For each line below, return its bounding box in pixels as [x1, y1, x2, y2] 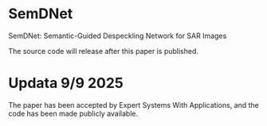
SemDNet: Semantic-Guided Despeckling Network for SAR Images [8, 31, 227, 40]
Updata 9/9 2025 [8, 74, 124, 92]
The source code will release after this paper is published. [8, 46, 199, 55]
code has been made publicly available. [8, 109, 139, 118]
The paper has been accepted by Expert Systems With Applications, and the [8, 100, 259, 109]
